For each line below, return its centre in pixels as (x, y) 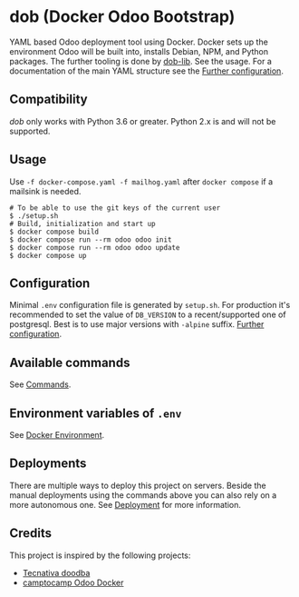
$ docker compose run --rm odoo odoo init (91, 239)
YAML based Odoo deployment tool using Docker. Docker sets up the (139, 42)
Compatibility (48, 99)
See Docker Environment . (57, 435)
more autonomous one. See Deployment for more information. (125, 504)
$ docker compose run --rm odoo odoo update (95, 247)
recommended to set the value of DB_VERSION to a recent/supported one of (148, 314)
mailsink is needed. (45, 191)
